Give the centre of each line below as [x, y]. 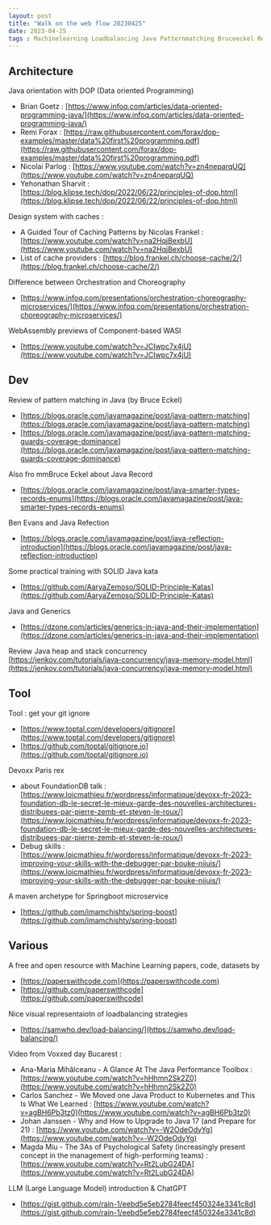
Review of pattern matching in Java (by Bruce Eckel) [96, 399]
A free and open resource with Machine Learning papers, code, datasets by [134, 965]
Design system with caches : [56, 217]
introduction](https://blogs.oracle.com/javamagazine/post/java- [126, 547]
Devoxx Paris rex [36, 770]
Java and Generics [40, 610]
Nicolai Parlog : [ [48, 167]
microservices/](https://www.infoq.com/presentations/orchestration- [135, 306]
